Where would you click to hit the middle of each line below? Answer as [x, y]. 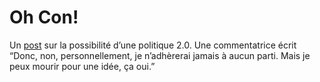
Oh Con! [44, 17]
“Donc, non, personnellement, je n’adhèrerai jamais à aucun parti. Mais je [160, 55]
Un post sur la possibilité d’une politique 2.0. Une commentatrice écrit [153, 45]
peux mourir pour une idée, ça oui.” [82, 66]
